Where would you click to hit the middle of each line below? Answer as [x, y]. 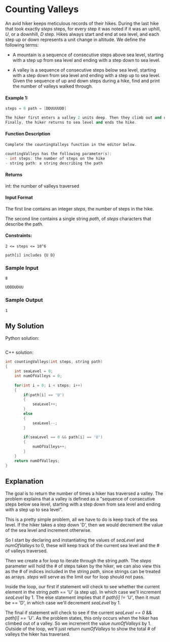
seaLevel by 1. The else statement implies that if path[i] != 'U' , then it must [83, 597]
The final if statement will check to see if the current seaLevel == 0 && [78, 613]
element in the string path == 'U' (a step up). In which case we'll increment [83, 592]
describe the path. [25, 224]
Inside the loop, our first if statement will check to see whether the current [82, 587]
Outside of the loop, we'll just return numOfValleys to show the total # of [80, 629]
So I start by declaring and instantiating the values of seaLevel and [75, 540]
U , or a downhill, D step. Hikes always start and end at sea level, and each [82, 34]
